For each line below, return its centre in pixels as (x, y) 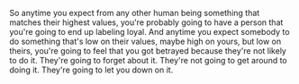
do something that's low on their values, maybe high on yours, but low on (145, 41)
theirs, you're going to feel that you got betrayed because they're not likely (148, 51)
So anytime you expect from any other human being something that (135, 13)
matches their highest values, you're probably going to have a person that (146, 22)
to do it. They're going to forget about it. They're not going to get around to (148, 60)
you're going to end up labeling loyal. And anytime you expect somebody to (149, 32)
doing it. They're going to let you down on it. (91, 70)
